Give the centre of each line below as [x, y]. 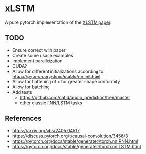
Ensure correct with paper [39, 50]
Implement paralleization [37, 61]
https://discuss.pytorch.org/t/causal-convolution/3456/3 [70, 136]
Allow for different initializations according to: [58, 71]
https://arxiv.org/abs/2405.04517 [46, 130]
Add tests [22, 92]
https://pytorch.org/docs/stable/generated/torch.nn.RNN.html [75, 141]
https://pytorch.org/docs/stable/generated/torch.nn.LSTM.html [76, 146]
